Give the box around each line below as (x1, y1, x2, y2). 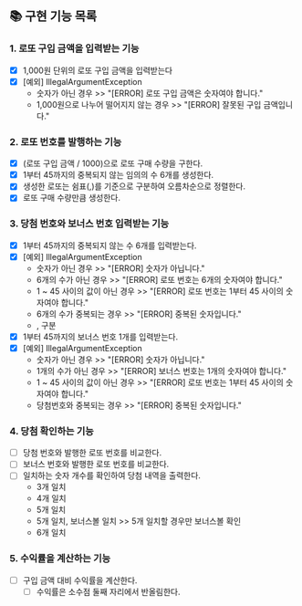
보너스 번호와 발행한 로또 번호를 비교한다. (22, 459, 170, 470)
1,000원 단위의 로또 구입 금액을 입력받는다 (22, 65, 173, 76)
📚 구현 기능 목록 (9, 8, 98, 25)
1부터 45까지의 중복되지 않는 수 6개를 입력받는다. (22, 240, 197, 251)
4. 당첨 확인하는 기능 (9, 424, 94, 437)
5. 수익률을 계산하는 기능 (9, 552, 111, 565)
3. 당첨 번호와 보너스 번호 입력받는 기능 (9, 217, 170, 230)
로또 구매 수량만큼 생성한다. (22, 193, 121, 204)
